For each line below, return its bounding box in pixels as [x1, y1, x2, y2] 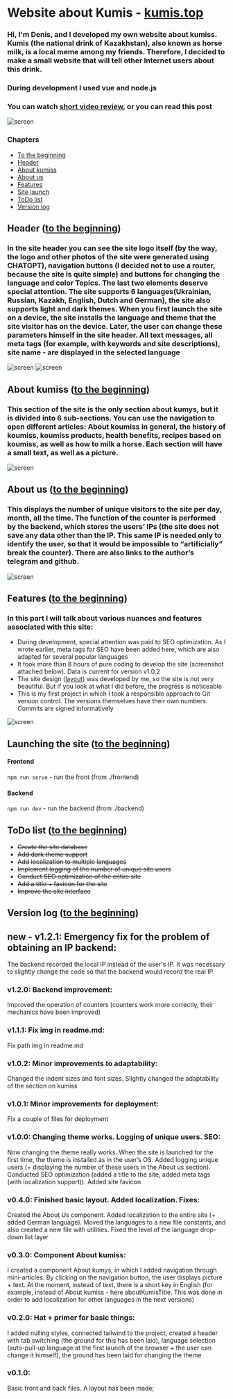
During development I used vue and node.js [7, 83, 157, 93]
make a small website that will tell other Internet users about [7, 56, 214, 65]
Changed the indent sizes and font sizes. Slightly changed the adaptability [7, 1074, 220, 1083]
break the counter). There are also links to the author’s [7, 548, 194, 557]
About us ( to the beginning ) [7, 484, 129, 496]
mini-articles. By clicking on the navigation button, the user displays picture [7, 1273, 223, 1282]
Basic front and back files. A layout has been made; [7, 1384, 155, 1392]
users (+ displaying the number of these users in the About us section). [7, 1163, 211, 1171]
